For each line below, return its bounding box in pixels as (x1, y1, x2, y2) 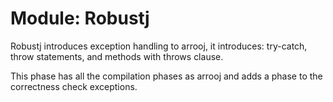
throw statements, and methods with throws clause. (10, 50, 224, 62)
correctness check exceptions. (10, 80, 138, 92)
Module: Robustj (10, 7, 150, 30)
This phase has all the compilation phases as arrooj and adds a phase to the (10, 70, 323, 82)
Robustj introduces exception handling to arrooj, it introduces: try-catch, (10, 40, 308, 52)
